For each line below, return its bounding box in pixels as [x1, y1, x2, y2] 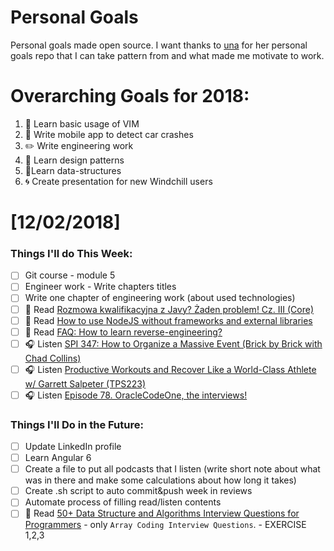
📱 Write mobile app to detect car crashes [24, 128, 194, 140]
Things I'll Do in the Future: [10, 417, 144, 431]
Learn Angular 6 [24, 452, 92, 464]
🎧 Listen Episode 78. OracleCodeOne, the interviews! [24, 389, 248, 401]
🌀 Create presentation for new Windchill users [24, 175, 213, 187]
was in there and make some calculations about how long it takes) [24, 474, 297, 486]
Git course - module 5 [24, 269, 116, 281]
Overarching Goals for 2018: [10, 85, 250, 108]
